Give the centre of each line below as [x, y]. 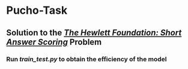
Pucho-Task [37, 10]
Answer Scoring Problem [54, 42]
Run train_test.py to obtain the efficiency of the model [86, 59]
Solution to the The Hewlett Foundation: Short [94, 33]
